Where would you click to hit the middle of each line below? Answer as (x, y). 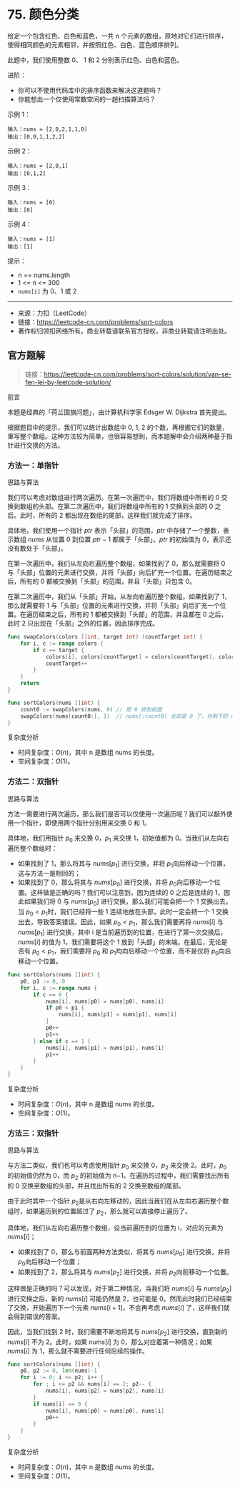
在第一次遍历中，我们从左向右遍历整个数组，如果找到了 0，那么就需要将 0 (116, 564)
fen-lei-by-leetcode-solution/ (68, 382)
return (30, 684)
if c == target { (59, 650)
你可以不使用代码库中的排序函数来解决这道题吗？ (90, 90)
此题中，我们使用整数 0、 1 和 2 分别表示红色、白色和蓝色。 (95, 60)
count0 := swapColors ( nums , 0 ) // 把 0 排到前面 (91, 709)
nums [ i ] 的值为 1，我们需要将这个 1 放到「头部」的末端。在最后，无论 (119, 942)
